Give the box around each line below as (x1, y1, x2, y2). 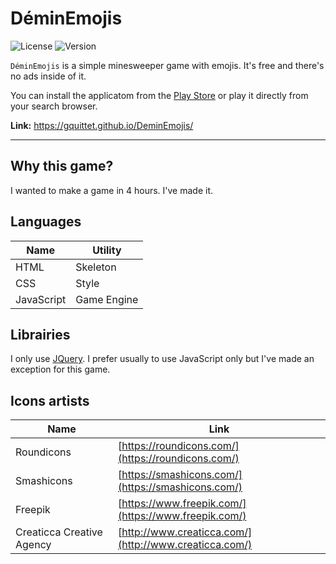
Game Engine (75, 292, 139, 306)
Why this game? (10, 158, 114, 175)
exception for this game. (10, 363, 111, 376)
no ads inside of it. (10, 70, 87, 82)
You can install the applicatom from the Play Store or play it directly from (10, 89, 309, 101)
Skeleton (75, 260, 117, 274)
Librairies (10, 326, 71, 343)
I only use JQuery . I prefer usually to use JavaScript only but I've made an (10, 353, 315, 365)
